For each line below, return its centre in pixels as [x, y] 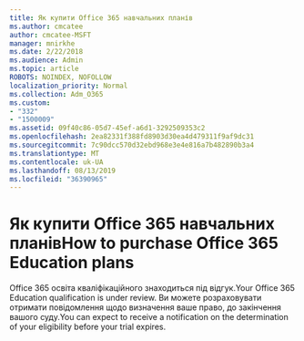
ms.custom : [30, 103]
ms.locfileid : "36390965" [58, 179]
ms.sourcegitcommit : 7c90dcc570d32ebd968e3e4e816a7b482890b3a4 [132, 145]
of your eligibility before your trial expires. [88, 327]
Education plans [72, 263]
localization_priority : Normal [69, 86]
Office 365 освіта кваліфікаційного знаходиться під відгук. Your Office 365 [152, 288]
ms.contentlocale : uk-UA [56, 162]
